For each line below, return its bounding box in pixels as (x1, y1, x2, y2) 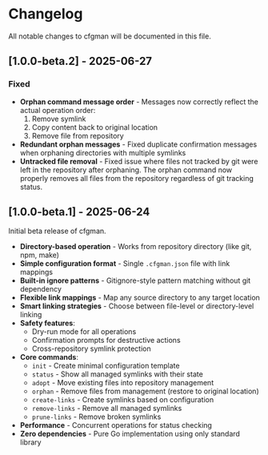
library (19, 437, 42, 447)
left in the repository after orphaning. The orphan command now (19, 165, 233, 175)
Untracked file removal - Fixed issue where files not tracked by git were (19, 156, 258, 166)
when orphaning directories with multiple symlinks (19, 147, 186, 157)
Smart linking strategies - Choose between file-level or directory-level (19, 301, 254, 311)
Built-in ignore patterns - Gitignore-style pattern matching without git (19, 276, 251, 285)
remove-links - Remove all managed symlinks (31, 404, 182, 413)
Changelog (8, 5, 83, 23)
